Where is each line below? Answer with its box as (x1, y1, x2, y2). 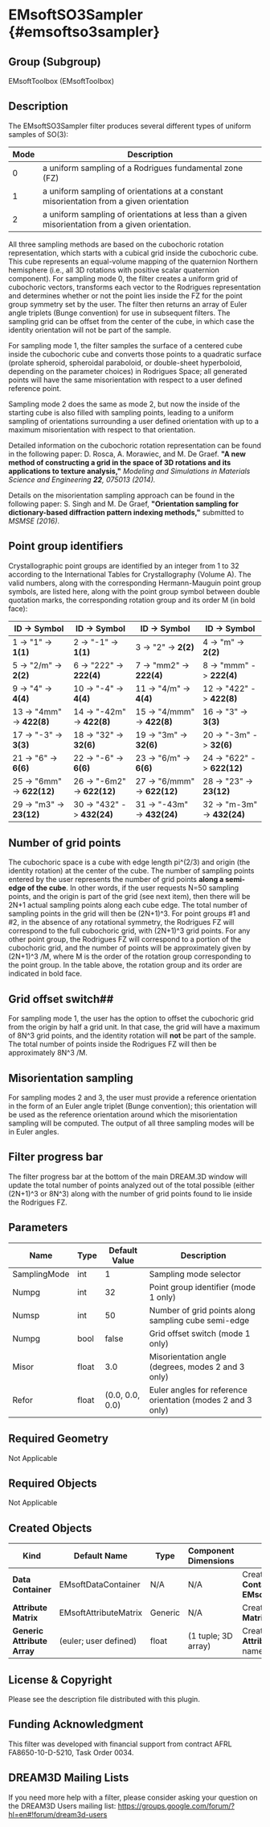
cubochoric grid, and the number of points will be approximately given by (8, 943, 252, 953)
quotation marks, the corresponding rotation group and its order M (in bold (8, 595, 256, 605)
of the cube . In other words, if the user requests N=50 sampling (27, 883, 239, 893)
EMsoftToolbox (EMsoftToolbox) (8, 77, 115, 85)
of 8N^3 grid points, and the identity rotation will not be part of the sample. (8, 1030, 256, 1041)
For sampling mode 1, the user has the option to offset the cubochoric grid (8, 1013, 255, 1023)
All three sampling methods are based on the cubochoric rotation (8, 239, 224, 249)
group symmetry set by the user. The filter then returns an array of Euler (8, 299, 247, 309)
